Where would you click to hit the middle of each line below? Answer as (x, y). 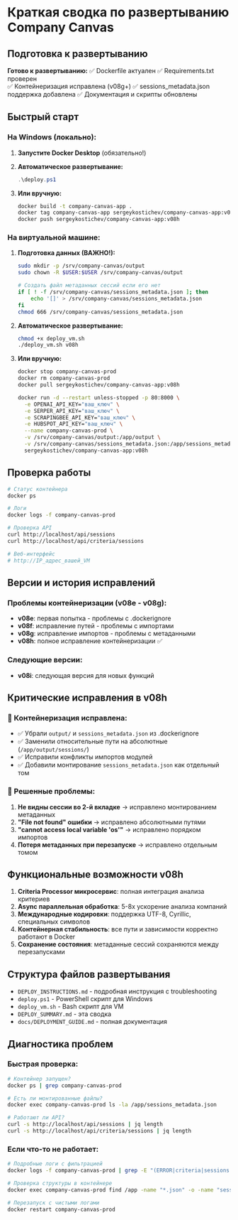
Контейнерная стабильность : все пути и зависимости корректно (118, 929)
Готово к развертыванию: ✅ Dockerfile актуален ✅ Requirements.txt (111, 71)
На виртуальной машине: (54, 237)
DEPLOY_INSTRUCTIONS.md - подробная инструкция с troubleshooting (117, 991)
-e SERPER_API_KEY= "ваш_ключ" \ (72, 411)
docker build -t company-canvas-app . (75, 206)
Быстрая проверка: (43, 1064)
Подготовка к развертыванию (78, 54)
